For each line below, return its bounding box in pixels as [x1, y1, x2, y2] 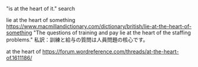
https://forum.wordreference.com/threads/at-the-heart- [42, 48, 180, 55]
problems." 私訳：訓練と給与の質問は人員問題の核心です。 [6, 36, 149, 43]
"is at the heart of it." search [6, 5, 76, 12]
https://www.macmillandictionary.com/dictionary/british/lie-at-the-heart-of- [6, 23, 192, 30]
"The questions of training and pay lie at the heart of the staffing [33, 29, 191, 36]
